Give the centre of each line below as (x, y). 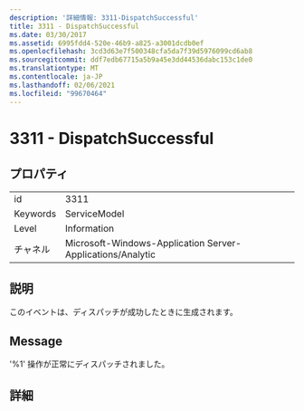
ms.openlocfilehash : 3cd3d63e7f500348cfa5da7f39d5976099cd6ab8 (131, 52)
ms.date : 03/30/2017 (48, 34)
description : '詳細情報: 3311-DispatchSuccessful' (104, 18)
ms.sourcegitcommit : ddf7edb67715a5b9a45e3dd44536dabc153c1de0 (131, 60)
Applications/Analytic (110, 254)
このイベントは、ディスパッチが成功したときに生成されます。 (123, 312)
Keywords (35, 214)
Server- (224, 243)
